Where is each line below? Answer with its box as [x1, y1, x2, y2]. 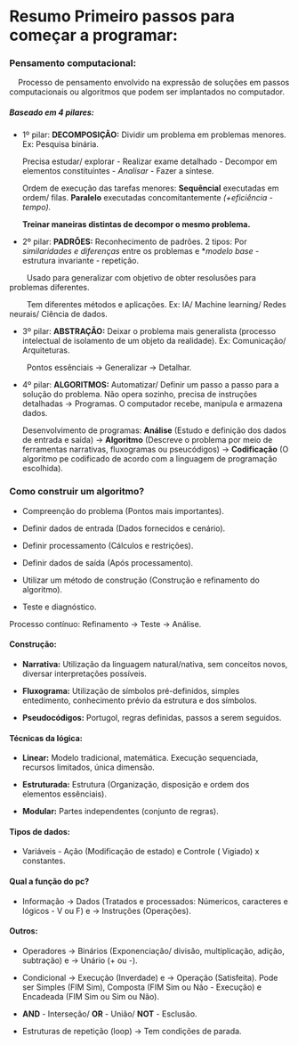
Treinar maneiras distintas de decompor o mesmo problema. [21, 219, 251, 230]
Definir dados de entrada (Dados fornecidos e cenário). [21, 523, 226, 534]
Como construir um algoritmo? [9, 486, 145, 498]
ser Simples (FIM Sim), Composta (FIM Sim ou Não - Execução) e [21, 982, 262, 992]
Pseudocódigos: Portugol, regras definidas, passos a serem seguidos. [21, 712, 282, 723]
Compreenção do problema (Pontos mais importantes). [21, 505, 224, 516]
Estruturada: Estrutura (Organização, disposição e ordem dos [21, 780, 250, 790]
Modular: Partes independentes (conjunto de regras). [21, 806, 220, 817]
